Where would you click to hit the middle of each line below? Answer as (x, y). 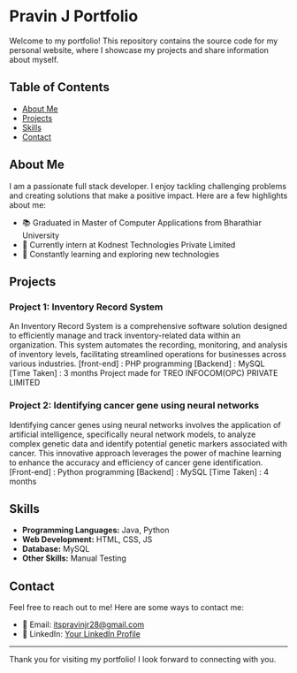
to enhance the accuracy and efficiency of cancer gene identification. (136, 463)
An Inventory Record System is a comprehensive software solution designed (148, 326)
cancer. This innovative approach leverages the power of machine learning (145, 453)
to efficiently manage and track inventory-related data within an (125, 336)
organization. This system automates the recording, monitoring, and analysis (148, 345)
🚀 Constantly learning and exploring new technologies (120, 254)
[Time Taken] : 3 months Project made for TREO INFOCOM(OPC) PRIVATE (144, 373)
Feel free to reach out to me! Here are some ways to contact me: (127, 608)
